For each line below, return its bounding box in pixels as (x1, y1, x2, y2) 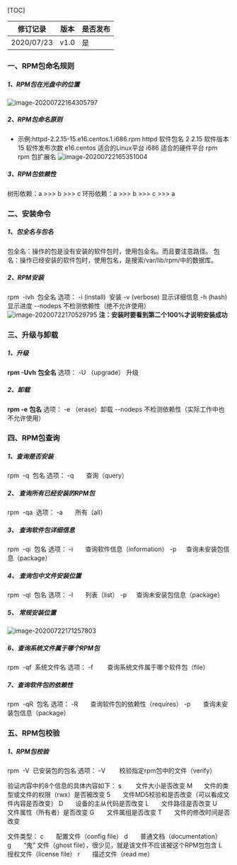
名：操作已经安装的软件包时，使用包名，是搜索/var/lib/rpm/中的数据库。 (7, 256, 218, 264)
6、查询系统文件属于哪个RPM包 (7, 643, 100, 652)
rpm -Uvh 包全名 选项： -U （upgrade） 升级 (7, 368, 139, 376)
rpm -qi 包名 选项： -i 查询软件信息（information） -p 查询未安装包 (7, 545, 224, 553)
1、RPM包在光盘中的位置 (7, 80, 80, 88)
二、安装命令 (7, 209, 52, 219)
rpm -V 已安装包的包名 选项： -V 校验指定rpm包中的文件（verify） (7, 766, 216, 775)
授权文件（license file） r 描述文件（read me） (7, 850, 154, 859)
